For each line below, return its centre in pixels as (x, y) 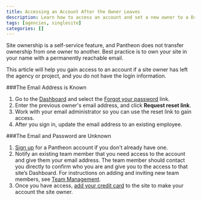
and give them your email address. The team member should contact (100, 160)
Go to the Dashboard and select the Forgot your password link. (92, 99)
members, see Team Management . (58, 179)
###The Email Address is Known (46, 88)
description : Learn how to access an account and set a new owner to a (97, 17)
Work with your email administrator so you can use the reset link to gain (103, 112)
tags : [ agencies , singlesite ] (44, 23)
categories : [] (25, 28)
